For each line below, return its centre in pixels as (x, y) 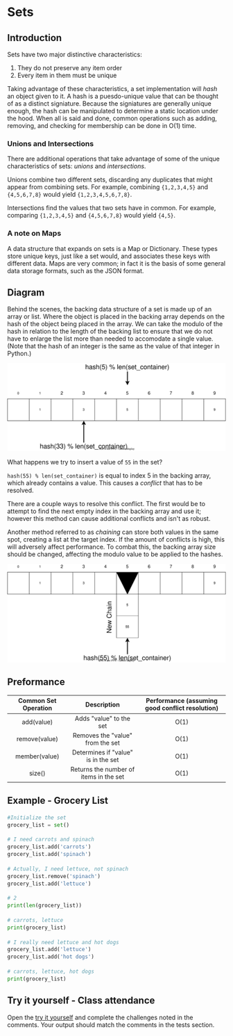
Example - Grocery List (58, 801)
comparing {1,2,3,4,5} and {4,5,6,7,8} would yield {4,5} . (91, 216)
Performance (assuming (181, 701)
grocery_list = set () (38, 825)
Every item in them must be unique (67, 75)
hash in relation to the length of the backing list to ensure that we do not (110, 332)
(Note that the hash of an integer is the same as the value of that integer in (113, 346)
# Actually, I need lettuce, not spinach (68, 869)
